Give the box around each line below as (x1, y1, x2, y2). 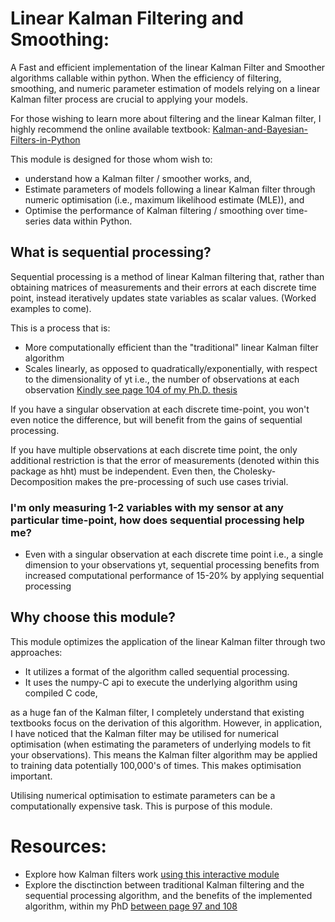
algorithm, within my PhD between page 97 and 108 (24, 900, 238, 912)
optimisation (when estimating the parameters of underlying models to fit (10, 738, 312, 750)
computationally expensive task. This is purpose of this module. (10, 800, 273, 812)
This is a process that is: (10, 322, 111, 334)
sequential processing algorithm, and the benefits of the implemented (24, 889, 313, 901)
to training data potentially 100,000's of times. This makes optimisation (10, 759, 302, 771)
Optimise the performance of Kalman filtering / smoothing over (24, 204, 285, 216)
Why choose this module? (10, 609, 177, 626)
